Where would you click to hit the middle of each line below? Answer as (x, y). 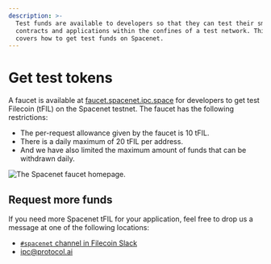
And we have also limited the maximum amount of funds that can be (133, 151)
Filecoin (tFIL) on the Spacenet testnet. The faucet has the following (121, 109)
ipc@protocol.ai (46, 252)
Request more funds (60, 199)
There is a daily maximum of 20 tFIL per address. (102, 142)
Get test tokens (60, 78)
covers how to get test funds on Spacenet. (90, 38)
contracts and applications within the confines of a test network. (133, 31)
